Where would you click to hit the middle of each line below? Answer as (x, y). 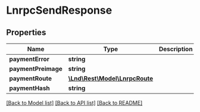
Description (176, 49)
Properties (26, 32)
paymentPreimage (36, 69)
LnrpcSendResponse (59, 10)
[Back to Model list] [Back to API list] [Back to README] (74, 103)
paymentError (29, 59)
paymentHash (30, 88)
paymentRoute (31, 78)
